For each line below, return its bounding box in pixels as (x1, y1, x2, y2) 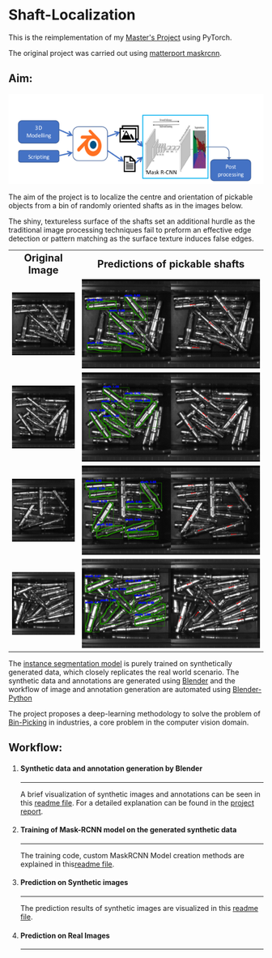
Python (8, 693, 32, 703)
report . (19, 806, 44, 816)
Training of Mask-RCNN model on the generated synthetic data (19, 825, 237, 835)
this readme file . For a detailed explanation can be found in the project (19, 798, 255, 807)
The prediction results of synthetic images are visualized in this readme (19, 903, 259, 913)
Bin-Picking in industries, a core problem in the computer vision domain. (8, 717, 249, 727)
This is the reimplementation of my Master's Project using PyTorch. (8, 32, 232, 42)
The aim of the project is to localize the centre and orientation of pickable (8, 192, 253, 202)
